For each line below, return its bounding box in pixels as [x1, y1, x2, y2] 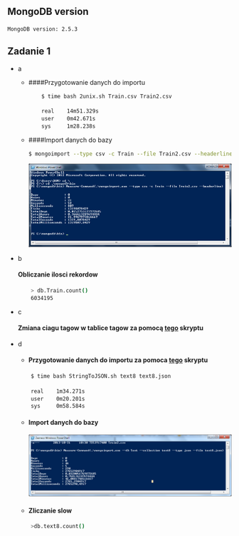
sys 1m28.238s [41, 123, 96, 130]
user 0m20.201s [31, 395, 85, 402]
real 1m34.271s [31, 388, 85, 395]
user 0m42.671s [41, 115, 96, 123]
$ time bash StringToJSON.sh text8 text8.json [31, 372, 171, 380]
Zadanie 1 [7, 46, 51, 58]
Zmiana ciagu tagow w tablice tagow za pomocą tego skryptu [17, 324, 204, 332]
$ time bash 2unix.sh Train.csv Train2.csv [41, 93, 172, 100]
